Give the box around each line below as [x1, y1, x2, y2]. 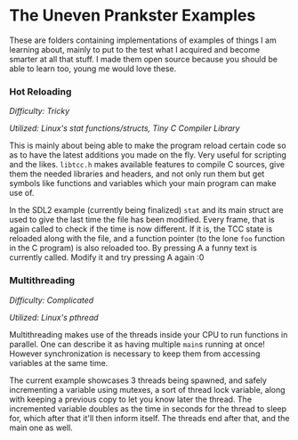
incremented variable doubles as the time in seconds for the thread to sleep [9, 403, 287, 414]
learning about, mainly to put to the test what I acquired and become [9, 44, 261, 54]
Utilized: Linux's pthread [9, 312, 100, 322]
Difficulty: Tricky [9, 106, 70, 117]
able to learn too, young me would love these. [9, 63, 177, 74]
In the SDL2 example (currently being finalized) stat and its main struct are [9, 205, 285, 216]
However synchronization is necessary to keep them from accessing [9, 348, 261, 359]
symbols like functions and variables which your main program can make [9, 178, 277, 189]
